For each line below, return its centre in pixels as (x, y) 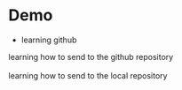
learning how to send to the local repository (88, 75)
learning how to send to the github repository (91, 56)
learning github (49, 40)
